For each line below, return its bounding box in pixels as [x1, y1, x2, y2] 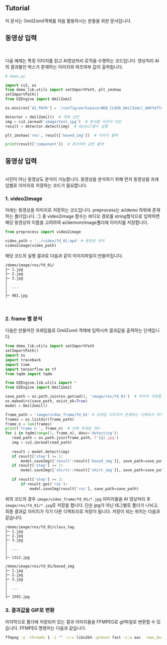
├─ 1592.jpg [5, 594, 30, 599]
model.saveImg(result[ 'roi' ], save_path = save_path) [29, 486, 139, 491]
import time [5, 362, 30, 367]
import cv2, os [5, 83, 37, 88]
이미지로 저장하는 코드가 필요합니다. [18, 183, 88, 189]
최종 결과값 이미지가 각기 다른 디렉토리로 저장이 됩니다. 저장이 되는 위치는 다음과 [5, 508, 161, 514]
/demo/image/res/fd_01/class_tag [5, 525, 75, 530]
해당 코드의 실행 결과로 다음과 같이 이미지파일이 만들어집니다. [5, 252, 123, 258]
